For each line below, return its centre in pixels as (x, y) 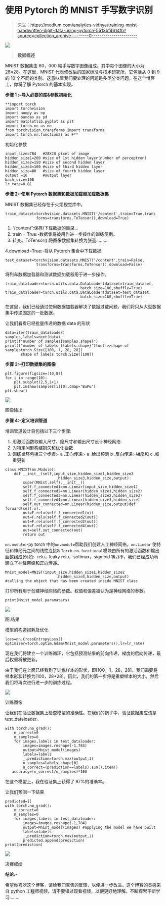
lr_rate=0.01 (19, 184)
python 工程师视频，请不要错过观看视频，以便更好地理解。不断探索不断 (83, 891)
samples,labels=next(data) (33, 337)
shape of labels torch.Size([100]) (57, 354)
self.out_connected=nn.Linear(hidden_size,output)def (79, 504)
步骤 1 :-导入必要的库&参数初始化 (39, 95)
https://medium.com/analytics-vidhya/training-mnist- (85, 25)
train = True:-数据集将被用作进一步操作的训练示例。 (65, 234)
